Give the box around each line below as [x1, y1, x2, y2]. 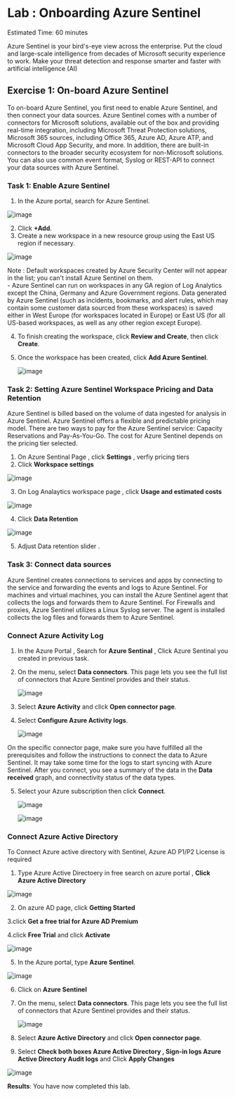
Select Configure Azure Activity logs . [17, 716, 128, 724]
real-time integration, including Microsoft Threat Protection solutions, [7, 125, 207, 134]
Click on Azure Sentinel [17, 985, 88, 994]
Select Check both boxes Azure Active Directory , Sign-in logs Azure [17, 1047, 222, 1056]
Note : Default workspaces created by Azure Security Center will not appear [7, 266, 227, 275]
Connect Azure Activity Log [7, 630, 104, 640]
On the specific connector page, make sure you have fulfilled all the [7, 743, 203, 752]
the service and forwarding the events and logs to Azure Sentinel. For [7, 583, 208, 592]
